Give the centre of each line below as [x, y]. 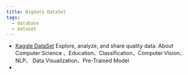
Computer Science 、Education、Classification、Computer [89, 53]
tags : [13, 18]
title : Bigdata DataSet [36, 12]
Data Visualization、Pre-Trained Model [81, 60]
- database [25, 23]
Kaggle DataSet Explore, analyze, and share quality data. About [94, 46]
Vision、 [175, 53]
